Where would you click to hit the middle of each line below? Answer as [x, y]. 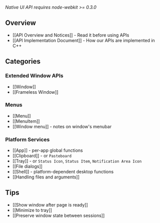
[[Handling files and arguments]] [46, 177]
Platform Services [27, 139]
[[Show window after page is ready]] [50, 204]
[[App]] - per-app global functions [48, 150]
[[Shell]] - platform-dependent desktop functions [63, 172]
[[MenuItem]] [26, 121]
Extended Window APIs [34, 76]
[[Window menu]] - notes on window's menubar [62, 126]
